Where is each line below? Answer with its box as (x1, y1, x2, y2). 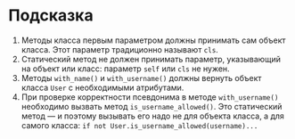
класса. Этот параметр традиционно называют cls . (20, 44, 219, 54)
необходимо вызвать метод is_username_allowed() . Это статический (20, 101, 283, 111)
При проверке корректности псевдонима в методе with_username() (20, 91, 279, 102)
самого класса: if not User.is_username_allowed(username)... (20, 119, 258, 130)
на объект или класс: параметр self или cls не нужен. (20, 63, 230, 74)
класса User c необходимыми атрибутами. (20, 82, 184, 93)
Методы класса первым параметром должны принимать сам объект (20, 35, 286, 45)
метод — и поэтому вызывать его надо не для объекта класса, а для (20, 110, 284, 121)
